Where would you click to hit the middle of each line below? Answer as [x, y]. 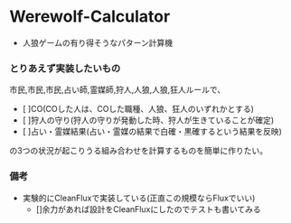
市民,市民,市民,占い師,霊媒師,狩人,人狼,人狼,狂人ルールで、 [117, 90]
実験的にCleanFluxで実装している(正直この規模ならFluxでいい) [139, 198]
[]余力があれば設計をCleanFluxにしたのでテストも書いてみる [149, 209]
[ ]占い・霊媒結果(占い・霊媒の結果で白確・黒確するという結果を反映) [152, 132]
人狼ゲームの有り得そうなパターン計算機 [98, 42]
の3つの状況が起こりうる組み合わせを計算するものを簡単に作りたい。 [139, 151]
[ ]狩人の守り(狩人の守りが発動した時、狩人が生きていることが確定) [148, 120]
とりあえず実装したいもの [65, 68]
